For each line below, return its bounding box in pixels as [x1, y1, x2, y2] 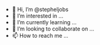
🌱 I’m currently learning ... [12, 19, 77, 26]
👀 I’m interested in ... [12, 12, 64, 19]
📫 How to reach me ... [12, 32, 68, 39]
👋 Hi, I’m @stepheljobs [12, 6, 68, 13]
